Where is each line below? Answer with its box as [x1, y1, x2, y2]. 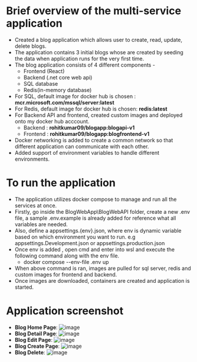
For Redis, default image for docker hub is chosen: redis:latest [14, 105, 168, 112]
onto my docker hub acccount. [14, 118, 90, 125]
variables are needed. [14, 220, 68, 228]
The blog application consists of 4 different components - [14, 61, 155, 69]
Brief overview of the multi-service [6, 4, 182, 18]
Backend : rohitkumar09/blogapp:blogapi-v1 [23, 124, 135, 131]
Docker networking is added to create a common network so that [14, 136, 173, 144]
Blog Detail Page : [14, 330, 58, 337]
